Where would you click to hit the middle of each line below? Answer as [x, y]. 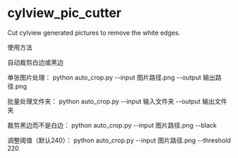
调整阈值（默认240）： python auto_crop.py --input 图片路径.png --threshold [119, 140]
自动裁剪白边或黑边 [36, 62]
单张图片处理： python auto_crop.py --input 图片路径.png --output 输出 [112, 77]
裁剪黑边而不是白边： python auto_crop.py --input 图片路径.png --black [112, 125]
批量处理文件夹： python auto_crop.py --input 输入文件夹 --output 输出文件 [117, 101]
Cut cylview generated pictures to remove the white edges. [94, 33]
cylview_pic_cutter [65, 13]
